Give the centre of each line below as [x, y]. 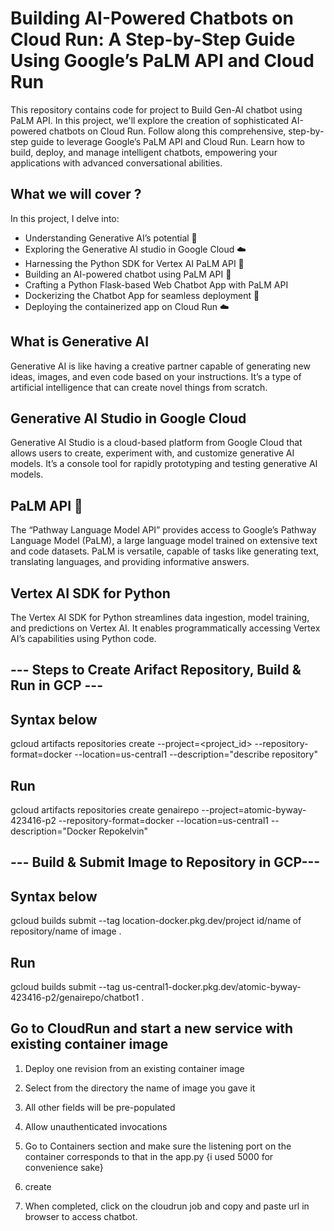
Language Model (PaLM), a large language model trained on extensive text [164, 541]
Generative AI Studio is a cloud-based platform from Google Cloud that [156, 443]
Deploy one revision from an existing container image [134, 1068]
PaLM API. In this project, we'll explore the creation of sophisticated [150, 120]
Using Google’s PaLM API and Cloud [162, 61]
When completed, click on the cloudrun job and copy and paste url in [167, 1206]
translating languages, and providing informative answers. [130, 562]
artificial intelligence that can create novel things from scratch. [139, 387]
